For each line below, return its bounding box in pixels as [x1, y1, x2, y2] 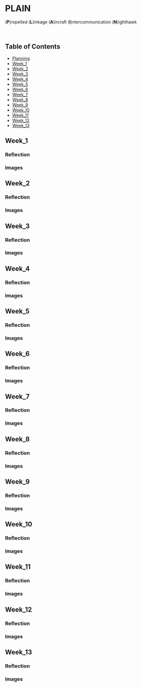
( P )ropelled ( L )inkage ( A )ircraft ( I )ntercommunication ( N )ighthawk [5, 19, 137, 25]
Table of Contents [5, 42, 61, 51]
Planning [12, 55, 30, 61]
